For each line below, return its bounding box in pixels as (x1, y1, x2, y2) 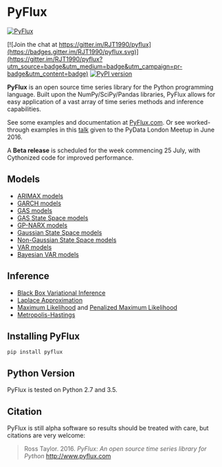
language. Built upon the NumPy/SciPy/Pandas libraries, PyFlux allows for (7, 90, 215, 98)
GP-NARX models (16, 221, 67, 229)
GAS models (16, 206, 53, 214)
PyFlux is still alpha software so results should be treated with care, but (7, 424, 209, 432)
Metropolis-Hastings (16, 311, 76, 319)
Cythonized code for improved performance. (7, 153, 134, 162)
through (7, 125, 30, 134)
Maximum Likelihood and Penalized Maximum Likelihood (16, 303, 177, 311)
